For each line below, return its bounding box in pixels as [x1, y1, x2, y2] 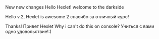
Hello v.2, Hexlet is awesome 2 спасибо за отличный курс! [5, 14, 129, 19]
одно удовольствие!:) [5, 29, 51, 34]
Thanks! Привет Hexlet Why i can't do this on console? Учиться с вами [5, 23, 154, 29]
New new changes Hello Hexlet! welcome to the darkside [5, 4, 124, 10]
